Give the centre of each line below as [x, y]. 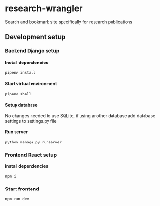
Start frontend [22, 189]
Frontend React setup [31, 155]
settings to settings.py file [31, 121]
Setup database [21, 105]
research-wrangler [44, 8]
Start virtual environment [31, 83]
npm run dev [17, 199]
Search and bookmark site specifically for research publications [69, 22]
